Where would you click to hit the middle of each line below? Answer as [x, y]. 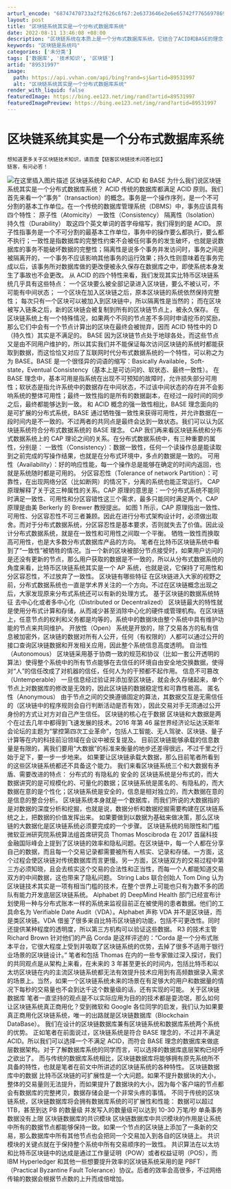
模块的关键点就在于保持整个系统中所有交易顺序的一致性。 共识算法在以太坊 [113, 1144]
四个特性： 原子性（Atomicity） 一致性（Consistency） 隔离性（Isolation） [113, 215]
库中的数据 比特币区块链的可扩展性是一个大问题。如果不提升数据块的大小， [113, 1075]
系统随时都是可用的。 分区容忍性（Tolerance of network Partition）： [115, 473]
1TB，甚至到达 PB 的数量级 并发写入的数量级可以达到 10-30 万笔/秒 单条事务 [115, 1110]
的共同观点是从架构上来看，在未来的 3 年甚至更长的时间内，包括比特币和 [110, 963]
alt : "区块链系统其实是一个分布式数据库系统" [70, 84]
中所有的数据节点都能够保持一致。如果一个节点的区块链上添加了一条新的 [109, 1127]
